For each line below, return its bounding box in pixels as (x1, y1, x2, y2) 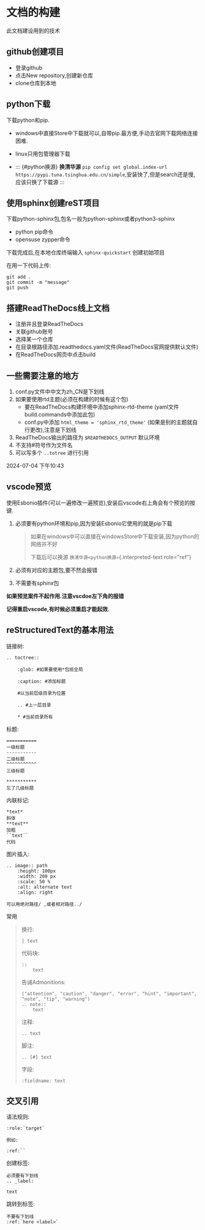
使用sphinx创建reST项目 (6, 198, 100, 208)
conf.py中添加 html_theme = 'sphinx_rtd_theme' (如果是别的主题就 (24, 418, 193, 426)
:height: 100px (17, 868, 56, 874)
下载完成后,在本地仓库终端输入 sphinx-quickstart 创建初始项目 (6, 249, 165, 256)
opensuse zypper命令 (15, 236, 70, 243)
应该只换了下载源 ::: (15, 178, 65, 185)
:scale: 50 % (17, 878, 51, 884)
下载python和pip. (6, 116, 50, 124)
